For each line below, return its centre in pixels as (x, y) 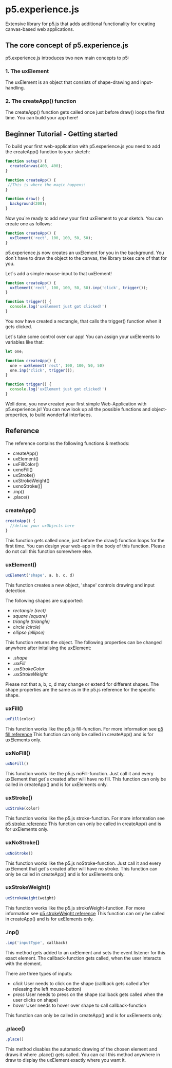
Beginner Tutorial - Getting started (62, 134)
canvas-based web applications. (40, 29)
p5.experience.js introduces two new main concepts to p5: (67, 58)
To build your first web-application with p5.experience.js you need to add (83, 146)
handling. (15, 88)
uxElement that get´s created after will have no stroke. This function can (81, 868)
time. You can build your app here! (42, 118)
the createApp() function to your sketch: (48, 152)
